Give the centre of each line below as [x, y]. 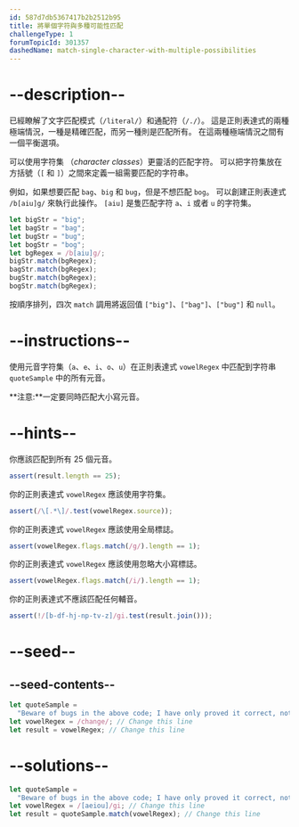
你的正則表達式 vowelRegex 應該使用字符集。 [90, 494]
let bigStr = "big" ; [48, 220]
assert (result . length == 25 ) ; [65, 476]
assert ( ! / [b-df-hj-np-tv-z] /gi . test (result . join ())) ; [111, 616]
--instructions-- [70, 341]
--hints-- [43, 434]
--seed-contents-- [62, 684]
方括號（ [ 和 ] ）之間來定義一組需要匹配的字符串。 [101, 173]
